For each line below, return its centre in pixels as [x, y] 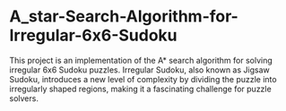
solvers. [24, 98]
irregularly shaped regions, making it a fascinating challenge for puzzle [140, 89]
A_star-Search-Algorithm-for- [124, 17]
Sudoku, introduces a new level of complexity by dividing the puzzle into [143, 79]
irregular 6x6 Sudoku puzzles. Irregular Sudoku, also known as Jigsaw [140, 70]
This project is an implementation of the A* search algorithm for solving [141, 60]
